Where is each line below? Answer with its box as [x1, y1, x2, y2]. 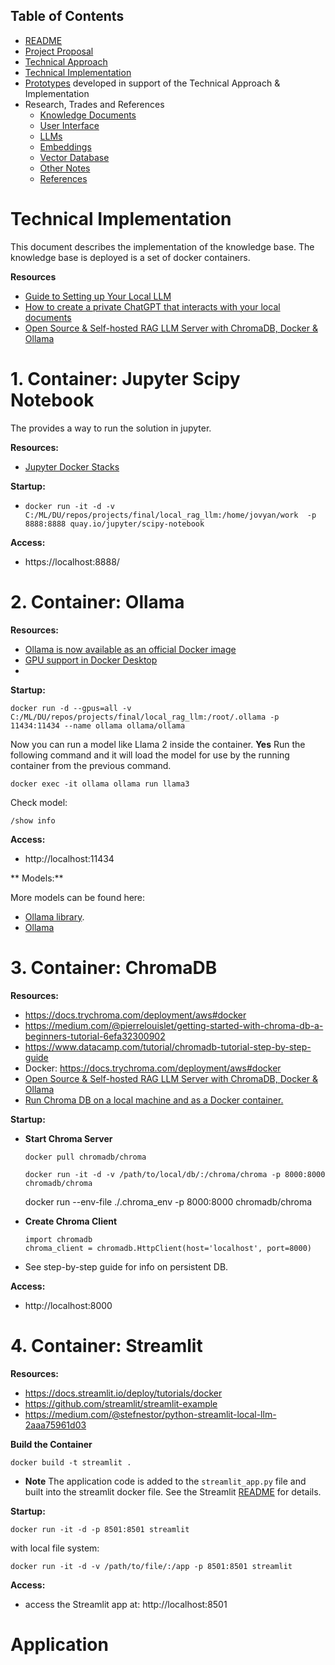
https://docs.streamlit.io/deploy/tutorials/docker [24, 1387, 223, 1399]
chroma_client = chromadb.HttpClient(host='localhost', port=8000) [24, 1243, 312, 1253]
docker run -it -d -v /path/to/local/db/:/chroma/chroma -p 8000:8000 [24, 1169, 326, 1179]
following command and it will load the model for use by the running [10, 749, 290, 761]
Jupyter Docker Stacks [24, 460, 120, 473]
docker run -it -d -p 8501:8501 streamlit [10, 1524, 190, 1534]
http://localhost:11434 [24, 852, 115, 864]
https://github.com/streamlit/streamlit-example [24, 1397, 218, 1409]
